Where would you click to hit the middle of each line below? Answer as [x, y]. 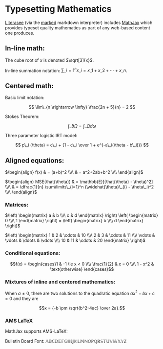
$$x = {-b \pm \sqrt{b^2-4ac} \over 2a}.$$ [82, 308]
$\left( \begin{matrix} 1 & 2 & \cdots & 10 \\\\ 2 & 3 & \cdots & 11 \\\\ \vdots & [80, 235]
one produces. [20, 33]
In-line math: [25, 48]
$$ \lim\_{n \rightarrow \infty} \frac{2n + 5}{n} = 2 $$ [82, 107]
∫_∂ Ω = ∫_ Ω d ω [82, 126]
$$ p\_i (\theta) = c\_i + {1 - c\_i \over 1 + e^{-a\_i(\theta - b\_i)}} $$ [82, 145]
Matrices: [17, 205]
